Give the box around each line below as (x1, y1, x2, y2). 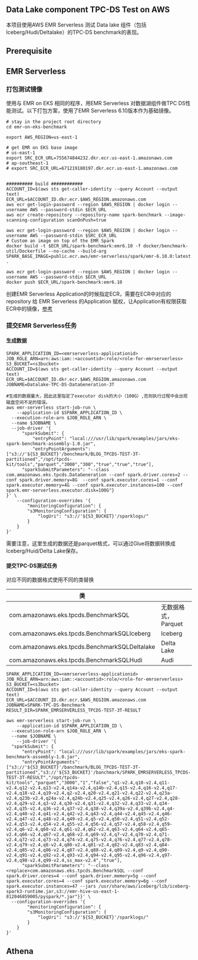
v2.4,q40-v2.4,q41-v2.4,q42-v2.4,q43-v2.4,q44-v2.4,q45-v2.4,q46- (6, 811, 173, 817)
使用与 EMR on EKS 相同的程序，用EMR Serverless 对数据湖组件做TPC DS (6, 99, 186, 106)
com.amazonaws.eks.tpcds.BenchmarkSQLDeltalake (9, 643, 156, 651)
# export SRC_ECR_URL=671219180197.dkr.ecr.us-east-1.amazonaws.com (6, 165, 178, 171)
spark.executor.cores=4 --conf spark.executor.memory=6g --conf (6, 878, 167, 884)
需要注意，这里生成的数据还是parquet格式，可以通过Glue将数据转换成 (6, 540, 176, 547)
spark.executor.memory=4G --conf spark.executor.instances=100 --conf (6, 482, 183, 489)
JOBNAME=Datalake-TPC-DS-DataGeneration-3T (6, 382, 115, 388)
